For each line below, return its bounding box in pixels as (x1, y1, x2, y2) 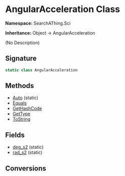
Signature (5, 54, 37, 63)
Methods (5, 81, 34, 90)
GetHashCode (12, 106, 42, 112)
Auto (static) (12, 95, 39, 101)
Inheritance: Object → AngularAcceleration (5, 30, 96, 36)
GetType (12, 111, 31, 117)
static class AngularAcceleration (5, 67, 78, 72)
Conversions (5, 164, 46, 172)
